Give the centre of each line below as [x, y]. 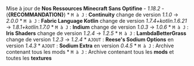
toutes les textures [29, 58]
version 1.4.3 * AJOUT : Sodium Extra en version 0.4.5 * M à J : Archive [90, 46]
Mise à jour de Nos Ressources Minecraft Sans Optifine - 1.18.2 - [85, 8]
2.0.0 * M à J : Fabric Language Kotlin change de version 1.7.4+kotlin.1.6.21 [96, 21]
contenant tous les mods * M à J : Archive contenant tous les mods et [90, 52]
